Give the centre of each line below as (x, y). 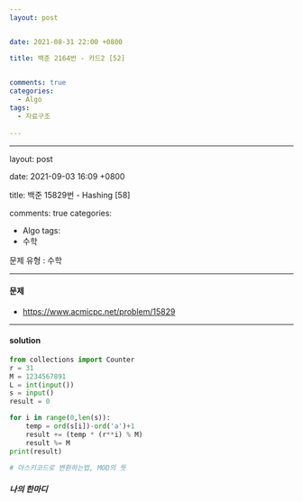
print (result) (36, 452)
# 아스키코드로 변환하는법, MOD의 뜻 (68, 468)
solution (25, 341)
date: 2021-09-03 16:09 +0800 (67, 176)
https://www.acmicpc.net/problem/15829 (99, 311)
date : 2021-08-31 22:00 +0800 (66, 41)
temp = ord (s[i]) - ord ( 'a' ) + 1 (80, 426)
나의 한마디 (28, 489)
